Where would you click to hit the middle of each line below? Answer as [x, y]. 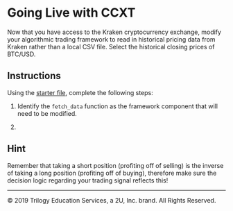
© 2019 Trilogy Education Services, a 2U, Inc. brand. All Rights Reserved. [112, 200]
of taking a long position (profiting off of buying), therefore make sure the [112, 173]
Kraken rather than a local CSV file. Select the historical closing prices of [111, 47]
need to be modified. [47, 113]
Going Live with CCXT [71, 13]
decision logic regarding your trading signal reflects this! [88, 180]
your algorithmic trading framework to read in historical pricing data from [112, 39]
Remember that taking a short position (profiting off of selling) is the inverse [115, 165]
